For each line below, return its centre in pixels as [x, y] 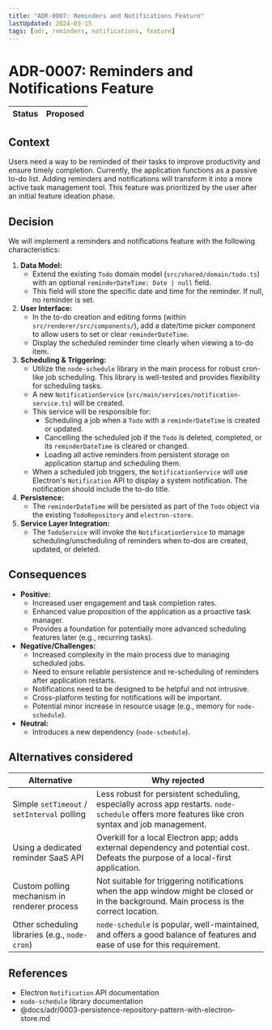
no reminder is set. [64, 300]
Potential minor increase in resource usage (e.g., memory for [134, 706]
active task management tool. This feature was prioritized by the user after [133, 188]
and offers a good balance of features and [176, 934]
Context [29, 142]
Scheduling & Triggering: [63, 360]
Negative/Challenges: [58, 645]
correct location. [127, 911]
